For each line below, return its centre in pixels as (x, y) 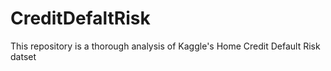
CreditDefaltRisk (80, 18)
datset (23, 56)
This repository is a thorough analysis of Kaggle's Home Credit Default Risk (165, 46)
